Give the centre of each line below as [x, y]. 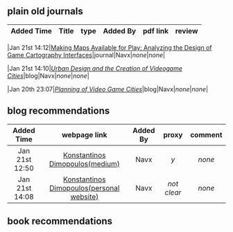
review [187, 30]
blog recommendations [59, 111]
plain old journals [45, 11]
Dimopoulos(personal [85, 188]
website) [85, 197]
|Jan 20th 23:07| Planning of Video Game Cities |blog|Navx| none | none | [108, 89]
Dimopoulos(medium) [84, 163]
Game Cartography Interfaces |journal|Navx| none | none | [86, 55]
